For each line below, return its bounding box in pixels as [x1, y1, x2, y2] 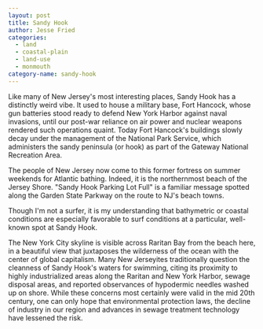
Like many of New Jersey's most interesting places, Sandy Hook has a [8, 91, 236, 101]
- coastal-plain [15, 48, 68, 56]
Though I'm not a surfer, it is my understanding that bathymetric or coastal [8, 205, 249, 215]
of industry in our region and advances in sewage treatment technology [8, 305, 240, 314]
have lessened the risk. [8, 312, 83, 323]
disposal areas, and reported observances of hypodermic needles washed [8, 279, 250, 289]
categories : [8, 33, 47, 42]
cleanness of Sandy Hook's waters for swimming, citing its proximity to [8, 263, 238, 272]
